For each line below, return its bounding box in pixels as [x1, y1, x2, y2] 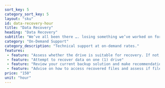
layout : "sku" [4, 16, 34, 21]
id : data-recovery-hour [4, 21, 54, 26]
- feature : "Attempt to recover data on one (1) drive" [6, 57, 124, 62]
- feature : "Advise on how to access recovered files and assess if [6, 66, 151, 71]
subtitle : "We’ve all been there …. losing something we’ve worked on [4, 35, 153, 40]
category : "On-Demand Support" [4, 39, 69, 44]
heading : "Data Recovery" [4, 30, 58, 35]
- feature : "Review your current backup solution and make [6, 62, 131, 66]
